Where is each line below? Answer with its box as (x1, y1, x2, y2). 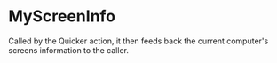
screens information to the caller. (8, 44, 130, 55)
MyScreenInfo (8, 6, 116, 27)
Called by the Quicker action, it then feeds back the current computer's (8, 35, 269, 46)
